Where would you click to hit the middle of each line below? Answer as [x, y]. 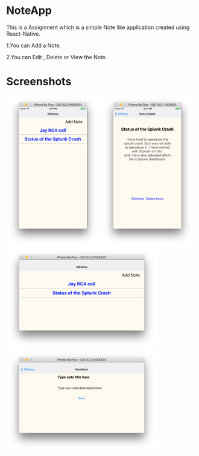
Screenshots [39, 82]
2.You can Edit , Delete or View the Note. [57, 57]
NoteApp [29, 11]
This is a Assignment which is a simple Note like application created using [98, 27]
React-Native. [23, 33]
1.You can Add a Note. [34, 45]
